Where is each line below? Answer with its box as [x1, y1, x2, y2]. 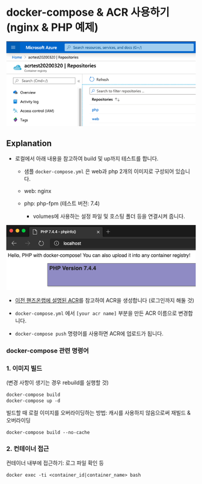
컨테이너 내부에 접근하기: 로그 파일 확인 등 [6, 459, 104, 466]
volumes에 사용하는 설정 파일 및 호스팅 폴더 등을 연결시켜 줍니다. [32, 212, 185, 220]
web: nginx [23, 188, 52, 195]
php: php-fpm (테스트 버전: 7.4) [23, 200, 100, 207]
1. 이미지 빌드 [6, 364, 43, 372]
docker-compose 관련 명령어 [6, 346, 89, 355]
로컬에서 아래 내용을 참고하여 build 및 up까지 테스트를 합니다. [14, 155, 159, 162]
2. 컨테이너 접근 [6, 445, 49, 453]
